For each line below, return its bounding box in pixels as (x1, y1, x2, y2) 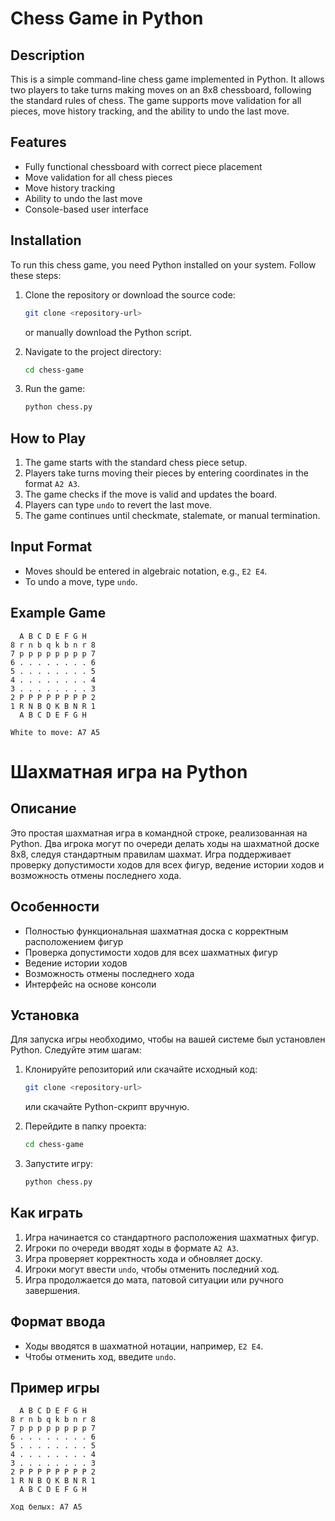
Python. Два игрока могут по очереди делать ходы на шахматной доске (10, 837, 320, 849)
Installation (10, 232, 82, 249)
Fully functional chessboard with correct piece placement (24, 160, 263, 172)
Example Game (10, 605, 107, 622)
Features (10, 134, 67, 151)
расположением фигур (24, 935, 124, 947)
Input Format (10, 538, 93, 556)
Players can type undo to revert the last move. (24, 499, 213, 511)
